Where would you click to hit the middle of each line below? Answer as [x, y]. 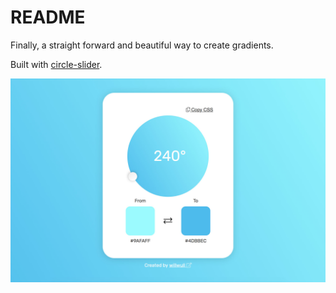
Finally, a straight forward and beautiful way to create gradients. [142, 45]
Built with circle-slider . [56, 64]
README [48, 17]
